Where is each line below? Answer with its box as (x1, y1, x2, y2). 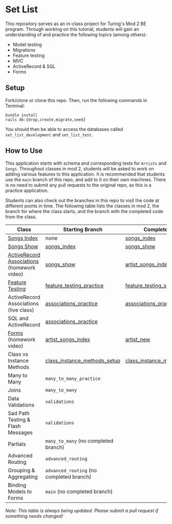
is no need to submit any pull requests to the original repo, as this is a (5, 182, 152, 188)
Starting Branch (63, 226, 103, 233)
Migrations (12, 47, 36, 53)
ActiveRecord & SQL (12, 63, 56, 69)
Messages (8, 429, 33, 436)
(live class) (8, 306, 34, 314)
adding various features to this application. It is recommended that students (5, 171, 165, 177)
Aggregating (8, 473, 38, 480)
